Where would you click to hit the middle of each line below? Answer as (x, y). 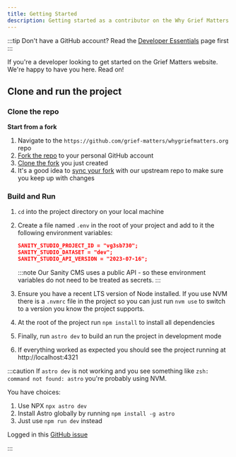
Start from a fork (32, 127)
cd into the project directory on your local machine (91, 212)
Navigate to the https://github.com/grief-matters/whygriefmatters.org (123, 141)
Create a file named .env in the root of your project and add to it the (116, 225)
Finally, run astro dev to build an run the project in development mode (119, 336)
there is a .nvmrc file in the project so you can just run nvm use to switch (122, 302)
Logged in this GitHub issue (48, 434)
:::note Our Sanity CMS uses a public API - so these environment (112, 273)
